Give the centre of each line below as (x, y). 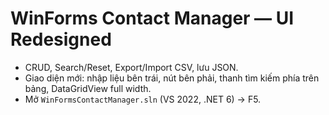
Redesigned (61, 39)
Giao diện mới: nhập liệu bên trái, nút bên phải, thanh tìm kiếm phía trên (172, 78)
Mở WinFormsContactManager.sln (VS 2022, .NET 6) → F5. (143, 99)
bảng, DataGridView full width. (88, 88)
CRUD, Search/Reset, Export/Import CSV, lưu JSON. (131, 67)
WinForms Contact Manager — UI (152, 18)
